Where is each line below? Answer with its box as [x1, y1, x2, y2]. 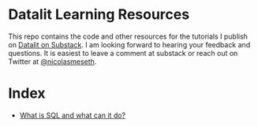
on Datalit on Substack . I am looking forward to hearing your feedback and [8, 39, 251, 49]
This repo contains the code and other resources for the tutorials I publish [8, 32, 249, 41]
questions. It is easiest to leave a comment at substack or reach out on [8, 48, 238, 58]
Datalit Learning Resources [8, 6, 190, 24]
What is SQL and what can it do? [19, 110, 126, 120]
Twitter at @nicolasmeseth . [8, 57, 97, 66]
